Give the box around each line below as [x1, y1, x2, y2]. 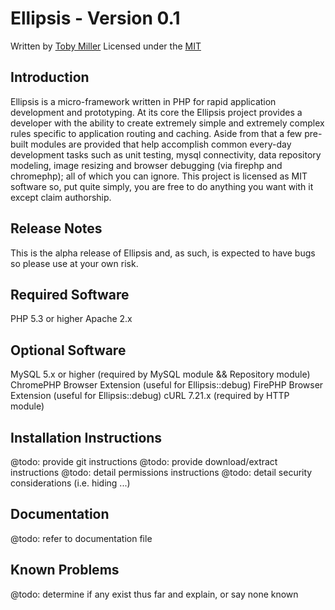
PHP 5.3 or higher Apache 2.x [10, 313, 133, 325]
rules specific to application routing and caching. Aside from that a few [10, 127, 303, 139]
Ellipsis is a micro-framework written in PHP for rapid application [10, 95, 277, 107]
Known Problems [10, 562, 120, 579]
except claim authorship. [10, 191, 112, 203]
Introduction [10, 69, 90, 86]
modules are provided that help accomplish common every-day [30, 138, 292, 150]
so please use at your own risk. [10, 257, 139, 269]
